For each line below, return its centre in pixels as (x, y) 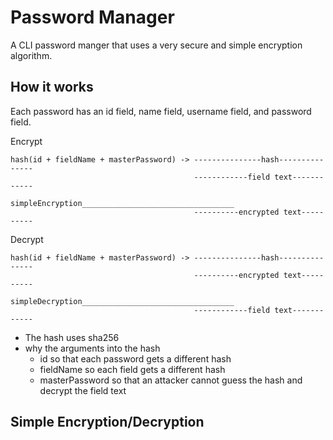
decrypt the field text (83, 390)
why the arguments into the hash (92, 348)
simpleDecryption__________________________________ (122, 301)
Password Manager (92, 17)
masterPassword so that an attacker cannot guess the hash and (171, 380)
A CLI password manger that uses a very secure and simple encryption (156, 45)
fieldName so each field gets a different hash (132, 369)
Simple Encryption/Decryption (107, 422)
